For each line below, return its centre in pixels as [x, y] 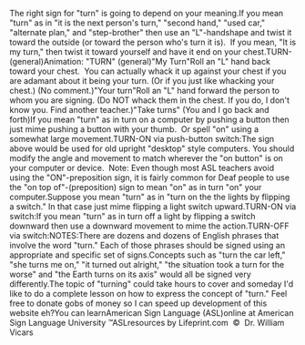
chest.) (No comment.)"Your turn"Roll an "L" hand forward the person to [145, 91]
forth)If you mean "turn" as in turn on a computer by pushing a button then [149, 119]
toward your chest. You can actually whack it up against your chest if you [148, 71]
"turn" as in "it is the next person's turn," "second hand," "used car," [137, 23]
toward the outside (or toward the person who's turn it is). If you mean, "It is [153, 42]
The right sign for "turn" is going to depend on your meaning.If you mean [147, 13]
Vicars [21, 332]
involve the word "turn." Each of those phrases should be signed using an [147, 245]
